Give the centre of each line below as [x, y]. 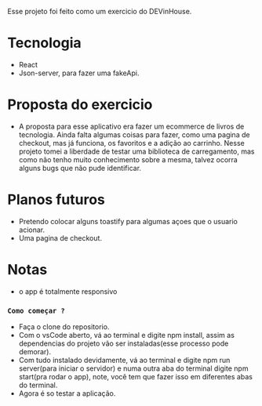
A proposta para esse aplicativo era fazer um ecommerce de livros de [131, 126]
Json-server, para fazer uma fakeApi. [79, 73]
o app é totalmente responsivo [68, 291]
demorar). [35, 352]
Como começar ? [36, 310]
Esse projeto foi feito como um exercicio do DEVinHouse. [100, 11]
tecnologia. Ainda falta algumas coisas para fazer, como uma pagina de [134, 134]
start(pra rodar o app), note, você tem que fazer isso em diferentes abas [135, 377]
